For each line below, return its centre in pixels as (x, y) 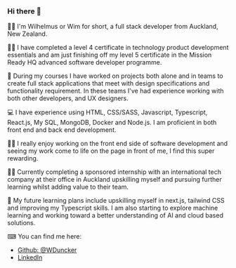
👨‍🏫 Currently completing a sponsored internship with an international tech (114, 172)
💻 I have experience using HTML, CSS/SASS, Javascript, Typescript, (107, 112)
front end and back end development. (62, 130)
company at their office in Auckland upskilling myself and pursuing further (115, 180)
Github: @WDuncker (47, 250)
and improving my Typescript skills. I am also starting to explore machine (113, 208)
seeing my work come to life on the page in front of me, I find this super (111, 151)
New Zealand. (27, 34)
